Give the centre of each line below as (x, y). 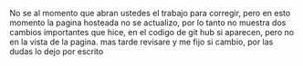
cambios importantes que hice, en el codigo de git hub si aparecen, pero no (152, 32)
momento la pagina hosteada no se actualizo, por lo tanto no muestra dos (148, 23)
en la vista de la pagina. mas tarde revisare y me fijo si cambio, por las (141, 42)
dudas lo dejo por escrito (57, 52)
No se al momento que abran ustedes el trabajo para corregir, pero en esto (150, 13)
